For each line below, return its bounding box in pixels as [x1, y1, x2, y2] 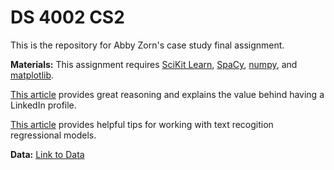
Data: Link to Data [10, 148, 85, 160]
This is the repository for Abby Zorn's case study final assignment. [10, 39, 285, 51]
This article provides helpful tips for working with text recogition [10, 118, 274, 130]
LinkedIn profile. [10, 99, 77, 111]
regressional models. [10, 129, 97, 141]
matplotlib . [10, 69, 55, 81]
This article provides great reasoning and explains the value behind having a [10, 88, 325, 100]
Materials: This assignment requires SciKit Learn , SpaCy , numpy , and [10, 58, 298, 70]
